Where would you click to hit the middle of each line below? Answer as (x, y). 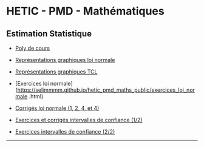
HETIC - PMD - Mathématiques (86, 11)
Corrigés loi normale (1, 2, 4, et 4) (57, 108)
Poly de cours (32, 48)
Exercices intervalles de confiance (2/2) (65, 132)
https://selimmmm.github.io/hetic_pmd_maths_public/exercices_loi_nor (106, 90)
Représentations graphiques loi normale (65, 60)
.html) (36, 96)
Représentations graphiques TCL (56, 72)
